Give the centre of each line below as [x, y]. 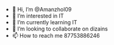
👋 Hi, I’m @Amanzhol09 [42, 9]
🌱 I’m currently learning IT [45, 22]
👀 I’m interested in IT [38, 16]
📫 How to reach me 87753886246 [56, 36]
